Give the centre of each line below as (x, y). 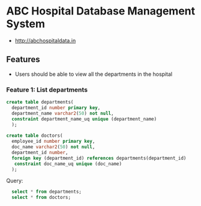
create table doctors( (34, 136)
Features (23, 59)
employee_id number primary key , (53, 142)
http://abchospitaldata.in (45, 40)
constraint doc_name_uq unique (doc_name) (68, 164)
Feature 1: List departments (47, 90)
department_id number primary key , (56, 108)
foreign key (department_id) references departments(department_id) (99, 158)
